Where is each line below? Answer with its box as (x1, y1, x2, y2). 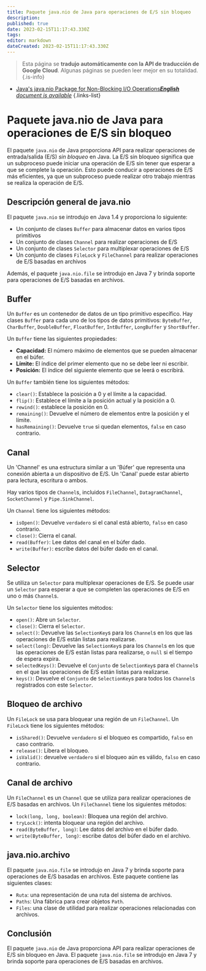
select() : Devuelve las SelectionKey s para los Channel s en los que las (15, 629, 193, 636)
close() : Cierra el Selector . (15, 623, 85, 630)
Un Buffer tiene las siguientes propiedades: (7, 335, 117, 343)
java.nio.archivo (7, 850, 71, 860)
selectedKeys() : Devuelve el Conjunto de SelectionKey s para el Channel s (15, 661, 199, 669)
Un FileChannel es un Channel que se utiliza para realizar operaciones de (7, 794, 191, 801)
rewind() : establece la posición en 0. (15, 404, 109, 411)
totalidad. (174, 66, 199, 74)
